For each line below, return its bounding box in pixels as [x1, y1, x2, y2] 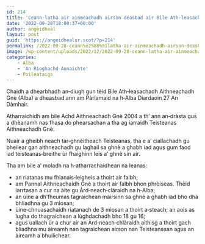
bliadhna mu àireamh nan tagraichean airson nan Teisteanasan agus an [15, 226, 195, 233]
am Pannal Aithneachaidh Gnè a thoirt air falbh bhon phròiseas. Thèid [15, 180, 190, 187]
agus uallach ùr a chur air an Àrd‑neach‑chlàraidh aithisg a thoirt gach [15, 219, 191, 226]
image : [6, 49, 23, 55]
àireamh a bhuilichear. [15, 232, 71, 239]
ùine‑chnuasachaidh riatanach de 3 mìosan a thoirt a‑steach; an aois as [15, 206, 195, 214]
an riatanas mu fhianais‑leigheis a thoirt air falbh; [15, 174, 138, 181]
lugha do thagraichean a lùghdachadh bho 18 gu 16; [15, 212, 146, 220]
